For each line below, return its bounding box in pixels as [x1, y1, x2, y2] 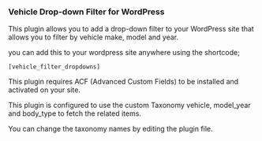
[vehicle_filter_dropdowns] [8, 63, 101, 71]
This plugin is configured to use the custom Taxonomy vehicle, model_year [8, 101, 251, 110]
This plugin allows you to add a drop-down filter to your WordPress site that [8, 24, 254, 34]
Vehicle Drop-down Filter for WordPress [8, 6, 165, 17]
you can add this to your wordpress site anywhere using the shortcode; [8, 48, 241, 58]
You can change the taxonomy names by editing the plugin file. [8, 124, 213, 134]
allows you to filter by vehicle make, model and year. [8, 32, 179, 42]
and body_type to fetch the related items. [8, 109, 142, 118]
